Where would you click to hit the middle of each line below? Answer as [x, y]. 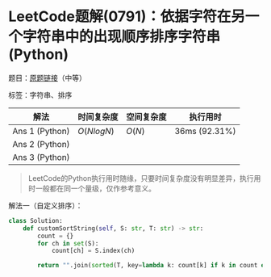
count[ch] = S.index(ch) [93, 251]
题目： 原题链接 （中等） [47, 78]
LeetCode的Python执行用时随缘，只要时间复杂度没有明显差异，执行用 [144, 178]
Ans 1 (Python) [41, 131]
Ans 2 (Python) [41, 144]
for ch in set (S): [68, 243]
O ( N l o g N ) [96, 131]
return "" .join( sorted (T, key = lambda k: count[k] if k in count [148, 266]
